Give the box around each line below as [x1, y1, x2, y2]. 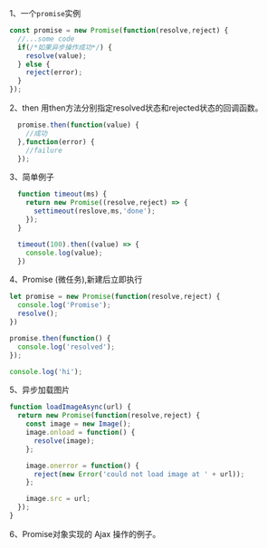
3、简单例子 [9, 171, 54, 183]
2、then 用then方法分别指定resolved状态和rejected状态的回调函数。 [9, 102, 263, 113]
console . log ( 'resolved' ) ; [17, 342, 116, 351]
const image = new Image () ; [25, 419, 131, 428]
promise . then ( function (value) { [17, 120, 140, 130]
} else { [17, 60, 51, 69]
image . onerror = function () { [25, 461, 140, 470]
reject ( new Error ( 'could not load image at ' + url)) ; [33, 469, 245, 478]
